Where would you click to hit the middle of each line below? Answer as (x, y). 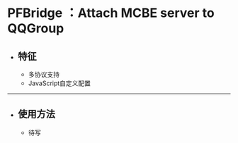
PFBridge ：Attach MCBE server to (111, 13)
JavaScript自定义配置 (59, 83)
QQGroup (36, 29)
